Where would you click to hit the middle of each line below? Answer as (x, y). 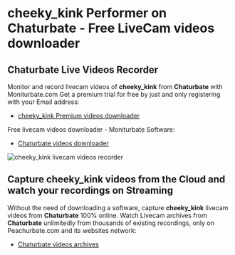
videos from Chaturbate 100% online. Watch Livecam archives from (108, 215)
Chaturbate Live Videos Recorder (83, 69)
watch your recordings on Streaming (90, 191)
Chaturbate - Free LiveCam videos (111, 28)
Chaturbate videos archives (58, 244)
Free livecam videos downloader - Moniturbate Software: (91, 129)
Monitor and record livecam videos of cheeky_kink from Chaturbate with (115, 87)
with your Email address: (43, 102)
